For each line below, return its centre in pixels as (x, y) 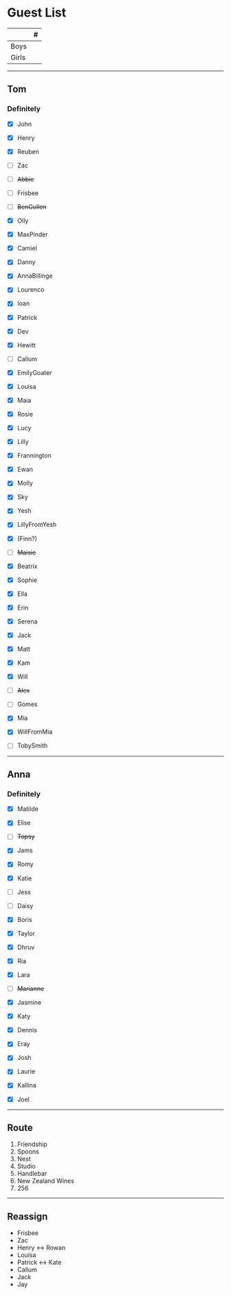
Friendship (32, 1144)
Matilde (28, 809)
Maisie (26, 552)
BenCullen (32, 207)
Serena (27, 621)
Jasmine (29, 1003)
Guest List (37, 13)
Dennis (27, 1030)
